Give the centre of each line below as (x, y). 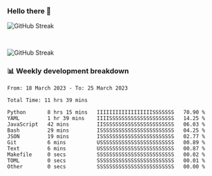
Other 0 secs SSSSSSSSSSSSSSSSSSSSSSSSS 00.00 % (106, 166)
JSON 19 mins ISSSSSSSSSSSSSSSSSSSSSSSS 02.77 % (106, 136)
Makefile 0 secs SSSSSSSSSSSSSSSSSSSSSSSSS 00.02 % (106, 155)
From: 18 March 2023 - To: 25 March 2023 (68, 88)
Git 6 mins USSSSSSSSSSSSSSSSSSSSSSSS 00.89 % (106, 142)
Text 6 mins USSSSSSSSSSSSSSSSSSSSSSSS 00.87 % (106, 148)
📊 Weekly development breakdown (68, 71)
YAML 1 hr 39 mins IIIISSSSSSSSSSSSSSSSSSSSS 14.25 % (106, 118)
